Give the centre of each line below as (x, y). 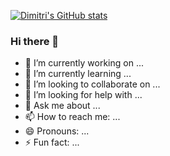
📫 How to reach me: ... (72, 117)
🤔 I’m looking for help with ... (83, 95)
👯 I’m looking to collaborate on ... (92, 84)
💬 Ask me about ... (62, 106)
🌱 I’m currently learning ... (78, 74)
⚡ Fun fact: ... (52, 142)
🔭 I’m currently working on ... (84, 63)
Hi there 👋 (35, 41)
